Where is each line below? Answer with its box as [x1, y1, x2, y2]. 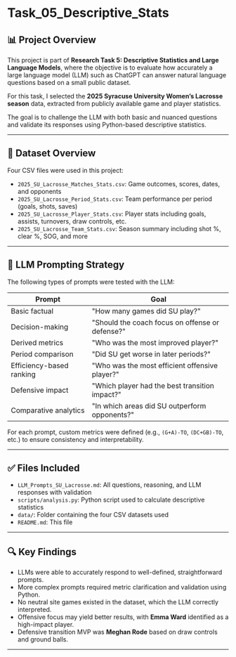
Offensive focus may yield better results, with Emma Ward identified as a [17, 613, 229, 621]
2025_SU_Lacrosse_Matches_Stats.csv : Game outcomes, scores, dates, [17, 179, 220, 188]
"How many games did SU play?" [91, 306, 202, 316]
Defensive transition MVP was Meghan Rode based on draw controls [17, 627, 218, 637]
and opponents [17, 187, 62, 195]
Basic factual [11, 306, 54, 316]
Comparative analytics [11, 405, 85, 415]
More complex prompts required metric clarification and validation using [17, 583, 227, 592]
